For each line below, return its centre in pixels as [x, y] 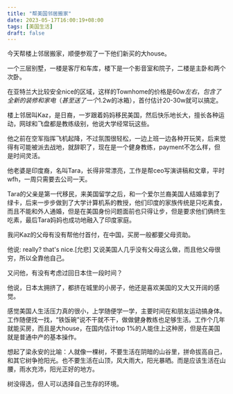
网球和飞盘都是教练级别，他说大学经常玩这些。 [86, 124]
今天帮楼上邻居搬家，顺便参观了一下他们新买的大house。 [89, 53]
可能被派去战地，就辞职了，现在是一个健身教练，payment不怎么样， [117, 147]
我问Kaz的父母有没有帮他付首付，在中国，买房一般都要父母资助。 [101, 235]
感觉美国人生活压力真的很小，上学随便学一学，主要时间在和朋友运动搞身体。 [116, 311]
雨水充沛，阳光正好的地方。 [59, 369]
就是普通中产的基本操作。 [44, 337]
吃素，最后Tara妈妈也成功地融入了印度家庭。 [71, 220]
